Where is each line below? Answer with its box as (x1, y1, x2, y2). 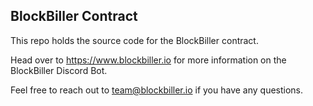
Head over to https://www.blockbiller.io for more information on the (10, 54, 287, 66)
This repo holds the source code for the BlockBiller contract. (10, 34, 259, 46)
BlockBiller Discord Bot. (10, 64, 108, 76)
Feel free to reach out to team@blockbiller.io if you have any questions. (10, 84, 304, 96)
